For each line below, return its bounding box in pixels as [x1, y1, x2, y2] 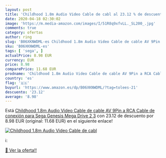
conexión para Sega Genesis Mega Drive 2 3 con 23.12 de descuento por [5, 113, 154, 119]
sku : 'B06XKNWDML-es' [5, 44, 50, 49]
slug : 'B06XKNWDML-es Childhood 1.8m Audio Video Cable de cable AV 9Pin [5, 39, 161, 44]
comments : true [5, 26, 37, 31]
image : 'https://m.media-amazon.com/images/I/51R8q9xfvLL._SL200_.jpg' [5, 21, 156, 26]
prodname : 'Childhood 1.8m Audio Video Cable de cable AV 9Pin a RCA [5, 71, 152, 76]
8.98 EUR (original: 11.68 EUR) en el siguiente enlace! [5, 118, 113, 124]
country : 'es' [5, 76, 35, 81]
